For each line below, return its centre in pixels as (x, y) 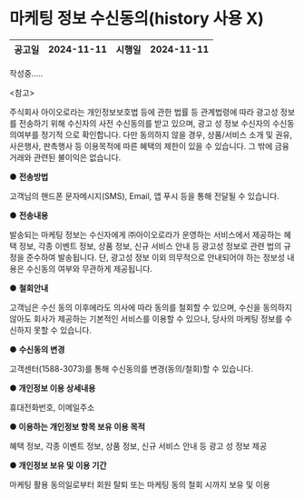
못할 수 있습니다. (63, 330)
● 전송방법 (29, 176)
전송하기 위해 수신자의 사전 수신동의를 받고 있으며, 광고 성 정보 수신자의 (144, 123)
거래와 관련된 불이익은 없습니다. (65, 157)
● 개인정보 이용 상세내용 (53, 388)
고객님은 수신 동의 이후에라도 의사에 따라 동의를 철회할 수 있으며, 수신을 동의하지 (151, 307)
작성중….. (26, 73)
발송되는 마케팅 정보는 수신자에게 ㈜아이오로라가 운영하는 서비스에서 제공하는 (146, 234)
